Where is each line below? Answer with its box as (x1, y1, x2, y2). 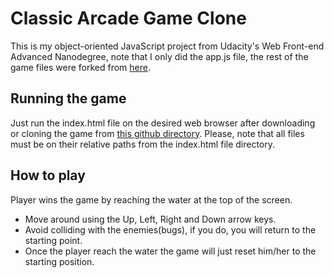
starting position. (24, 255, 95, 267)
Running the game (10, 90, 127, 107)
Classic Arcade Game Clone (10, 7, 247, 30)
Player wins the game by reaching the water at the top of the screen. (10, 193, 293, 206)
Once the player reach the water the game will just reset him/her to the (24, 245, 317, 257)
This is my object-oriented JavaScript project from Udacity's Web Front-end (10, 40, 325, 52)
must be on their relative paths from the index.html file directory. (10, 138, 276, 150)
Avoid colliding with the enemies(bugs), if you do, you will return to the (24, 223, 317, 236)
